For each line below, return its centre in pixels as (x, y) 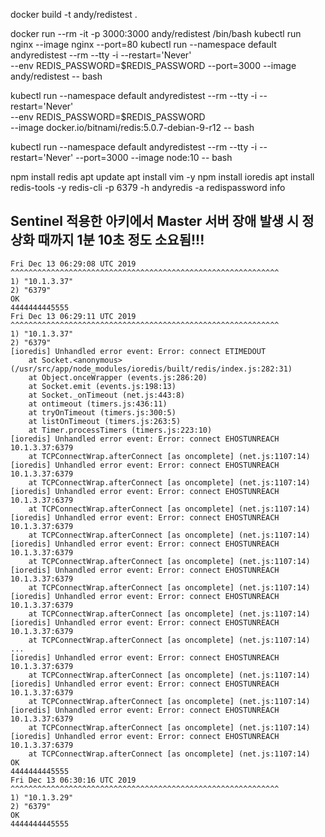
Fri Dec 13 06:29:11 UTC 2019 (73, 316)
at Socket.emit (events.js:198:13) (102, 386)
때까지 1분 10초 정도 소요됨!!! (121, 240)
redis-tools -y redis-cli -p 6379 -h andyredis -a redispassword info (148, 187)
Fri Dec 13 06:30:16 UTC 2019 (73, 780)
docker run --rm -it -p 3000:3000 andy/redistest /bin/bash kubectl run (156, 33)
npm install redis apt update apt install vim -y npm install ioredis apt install (162, 177)
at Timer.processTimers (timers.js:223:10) (120, 430)
